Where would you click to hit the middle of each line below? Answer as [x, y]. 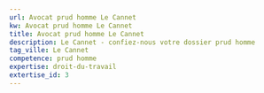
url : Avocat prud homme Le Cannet [73, 17]
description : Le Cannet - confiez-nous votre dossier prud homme [132, 42]
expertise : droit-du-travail [63, 67]
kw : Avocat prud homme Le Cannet [71, 26]
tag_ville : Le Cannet [49, 50]
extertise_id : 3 [39, 75]
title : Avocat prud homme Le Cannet [77, 34]
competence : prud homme [53, 58]
